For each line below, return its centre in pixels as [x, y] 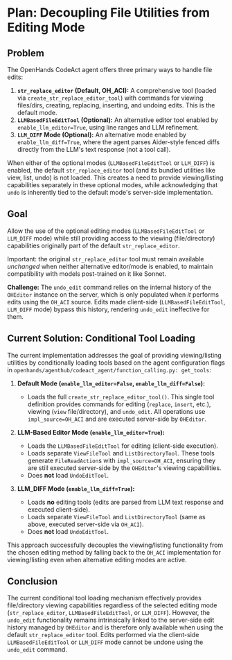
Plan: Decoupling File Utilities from [108, 13]
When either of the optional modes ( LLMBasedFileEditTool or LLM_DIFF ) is [111, 163]
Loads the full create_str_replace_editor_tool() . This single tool [121, 397]
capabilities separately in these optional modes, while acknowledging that [113, 185]
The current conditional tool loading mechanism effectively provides [105, 598]
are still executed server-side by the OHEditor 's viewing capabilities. [124, 468]
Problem [26, 53]
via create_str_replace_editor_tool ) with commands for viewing [110, 98]
